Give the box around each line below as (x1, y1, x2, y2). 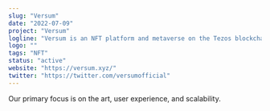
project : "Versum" (8, 27, 70, 35)
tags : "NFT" (8, 49, 48, 57)
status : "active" (8, 57, 67, 65)
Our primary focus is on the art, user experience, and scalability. (8, 93, 221, 103)
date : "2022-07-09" (8, 19, 74, 27)
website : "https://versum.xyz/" (8, 64, 117, 72)
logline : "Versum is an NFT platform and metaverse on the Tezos (8, 34, 231, 43)
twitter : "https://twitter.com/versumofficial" (8, 72, 171, 80)
